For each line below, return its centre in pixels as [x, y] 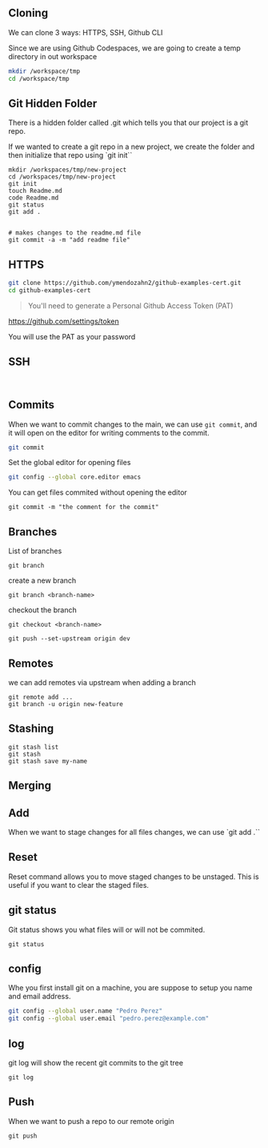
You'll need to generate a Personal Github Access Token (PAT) [130, 305]
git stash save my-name [48, 761]
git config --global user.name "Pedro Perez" [85, 1011]
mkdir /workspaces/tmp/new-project [68, 170]
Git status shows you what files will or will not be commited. [107, 929]
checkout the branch [43, 610]
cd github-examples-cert [50, 291]
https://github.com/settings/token [64, 321]
